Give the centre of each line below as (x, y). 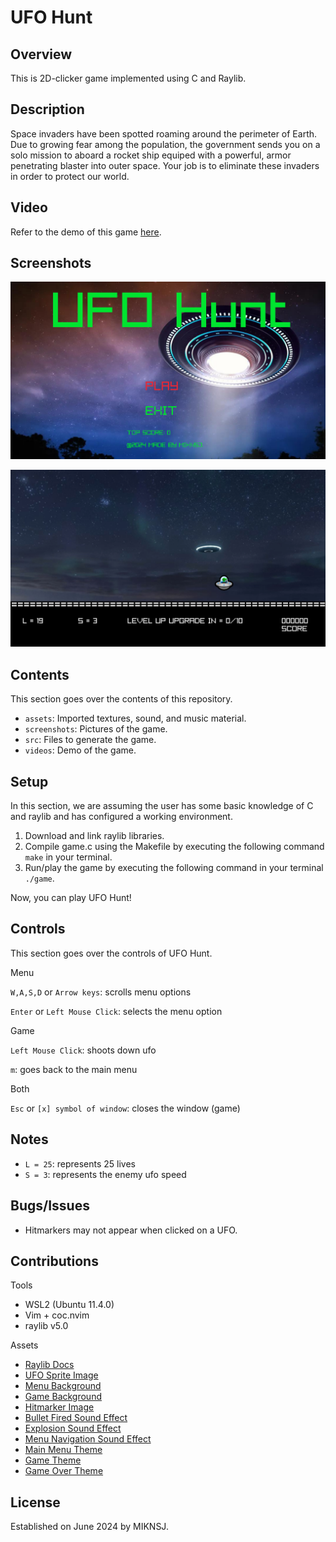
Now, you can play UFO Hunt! (71, 898)
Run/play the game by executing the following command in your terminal (174, 868)
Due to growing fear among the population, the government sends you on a (165, 144)
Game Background (63, 1397)
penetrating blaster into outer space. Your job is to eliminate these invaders (165, 165)
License (35, 1502)
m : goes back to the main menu (74, 1069)
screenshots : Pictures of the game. (96, 729)
